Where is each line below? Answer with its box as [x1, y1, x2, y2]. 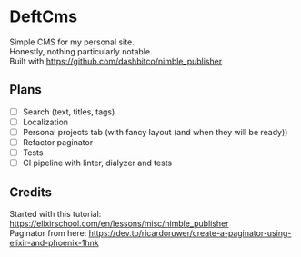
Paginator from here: [9, 227, 87, 238]
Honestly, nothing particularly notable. [9, 45, 153, 56]
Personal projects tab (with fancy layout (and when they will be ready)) [22, 126, 288, 137]
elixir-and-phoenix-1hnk [9, 237, 100, 248]
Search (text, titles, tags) [22, 106, 115, 117]
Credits [9, 184, 53, 200]
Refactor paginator [22, 136, 94, 147]
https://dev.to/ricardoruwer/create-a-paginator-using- [88, 227, 292, 238]
